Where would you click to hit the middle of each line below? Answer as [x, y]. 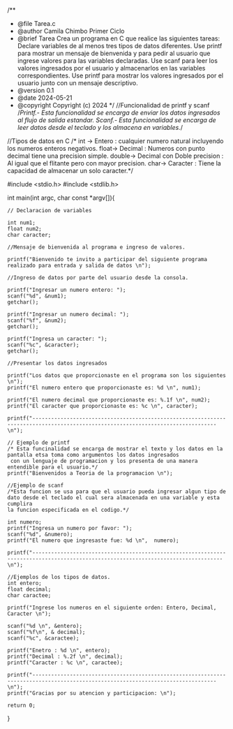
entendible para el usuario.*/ [53, 467]
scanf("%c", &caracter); [43, 345]
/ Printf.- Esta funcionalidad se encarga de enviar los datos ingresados [119, 112]
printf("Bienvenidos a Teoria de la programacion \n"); [90, 473]
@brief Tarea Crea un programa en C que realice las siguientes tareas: [119, 38]
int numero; [24, 522]
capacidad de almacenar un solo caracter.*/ [70, 171]
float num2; [24, 229]
